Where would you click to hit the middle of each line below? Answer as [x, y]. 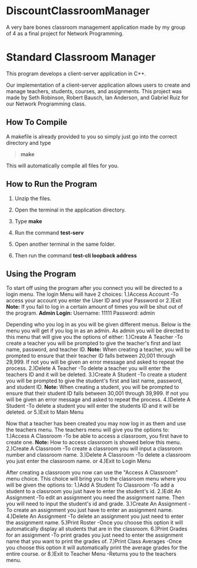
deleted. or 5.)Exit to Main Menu [45, 412]
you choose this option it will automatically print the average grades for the [97, 548]
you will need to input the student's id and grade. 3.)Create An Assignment [96, 504]
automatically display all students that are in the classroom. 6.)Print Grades [97, 529]
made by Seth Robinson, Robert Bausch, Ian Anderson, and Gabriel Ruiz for [97, 97]
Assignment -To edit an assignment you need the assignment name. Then [96, 498]
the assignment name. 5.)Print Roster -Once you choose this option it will [95, 523]
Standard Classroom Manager [81, 57]
